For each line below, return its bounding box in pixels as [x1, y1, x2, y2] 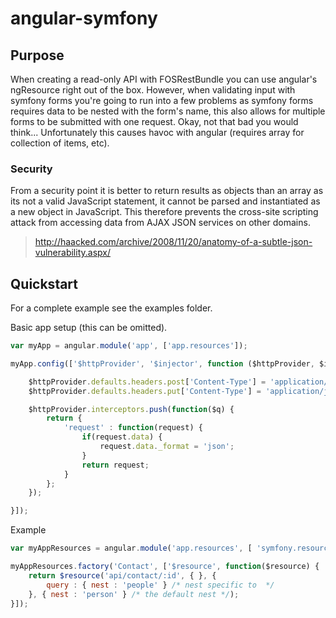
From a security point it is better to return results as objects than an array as [10, 185, 324, 197]
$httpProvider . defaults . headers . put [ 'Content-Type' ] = [28, 386, 262, 396]
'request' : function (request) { [63, 423, 203, 433]
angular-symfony [10, 7, 158, 30]
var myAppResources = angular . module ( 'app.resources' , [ [10, 543, 253, 554]
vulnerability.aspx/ [34, 247, 111, 259]
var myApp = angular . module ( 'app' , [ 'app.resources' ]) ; [10, 341, 248, 351]
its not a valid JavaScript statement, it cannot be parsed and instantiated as [10, 195, 321, 207]
